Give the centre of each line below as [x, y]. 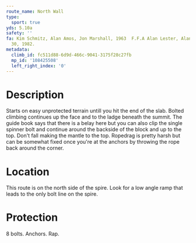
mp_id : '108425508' [35, 60]
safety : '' [19, 33]
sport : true [26, 22]
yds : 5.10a [19, 28]
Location [28, 171]
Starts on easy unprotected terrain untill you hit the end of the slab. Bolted [95, 111]
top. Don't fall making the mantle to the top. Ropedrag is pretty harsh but [93, 136]
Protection [32, 218]
